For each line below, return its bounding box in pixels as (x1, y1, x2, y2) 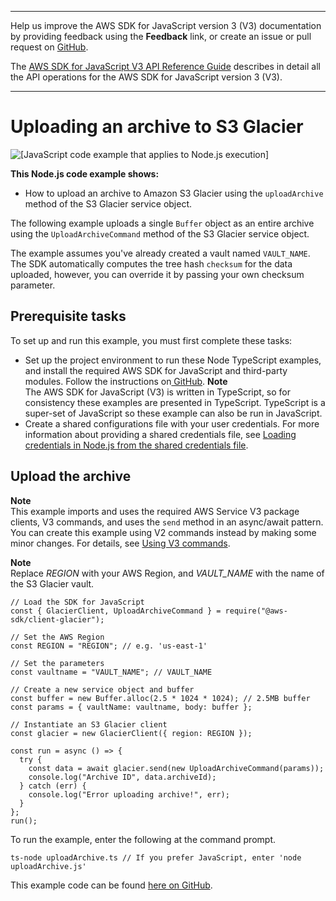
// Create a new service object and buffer (10, 684, 195, 695)
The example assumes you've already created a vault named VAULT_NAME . (10, 247, 311, 259)
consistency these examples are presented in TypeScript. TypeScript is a (24, 396, 326, 408)
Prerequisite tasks (10, 308, 127, 325)
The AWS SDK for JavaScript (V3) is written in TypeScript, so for (24, 386, 292, 398)
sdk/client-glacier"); (10, 614, 105, 625)
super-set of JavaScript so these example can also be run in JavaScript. (24, 407, 323, 419)
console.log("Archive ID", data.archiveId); (28, 772, 217, 782)
